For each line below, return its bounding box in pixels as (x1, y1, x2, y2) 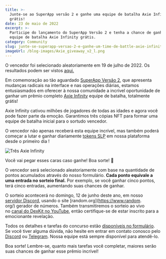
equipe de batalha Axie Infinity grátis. (9, 35, 96, 40)
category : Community (5, 40, 48, 44)
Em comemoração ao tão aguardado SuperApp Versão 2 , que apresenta (5, 77, 152, 83)
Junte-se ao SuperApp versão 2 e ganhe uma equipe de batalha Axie (9, 12, 152, 17)
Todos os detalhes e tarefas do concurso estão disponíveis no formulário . (5, 223, 155, 229)
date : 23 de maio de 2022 (5, 21, 58, 26)
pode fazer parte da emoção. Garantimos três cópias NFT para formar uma (5, 113, 158, 119)
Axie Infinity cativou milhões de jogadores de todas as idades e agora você (5, 107, 158, 114)
